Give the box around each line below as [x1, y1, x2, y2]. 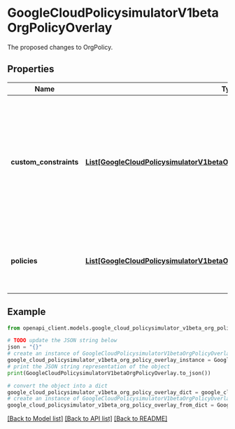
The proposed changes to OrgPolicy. [7, 43, 113, 51]
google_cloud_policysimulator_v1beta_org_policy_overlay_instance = [7, 357, 211, 364]
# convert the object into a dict [7, 382, 108, 389]
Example [7, 306, 46, 318]
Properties [7, 63, 55, 75]
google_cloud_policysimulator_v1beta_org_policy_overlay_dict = [7, 388, 199, 396]
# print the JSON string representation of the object [7, 363, 171, 370]
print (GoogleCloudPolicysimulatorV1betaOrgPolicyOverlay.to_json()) [7, 370, 211, 377]
